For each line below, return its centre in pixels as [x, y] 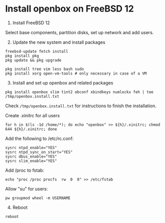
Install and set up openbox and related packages [63, 83]
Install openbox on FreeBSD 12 [70, 9]
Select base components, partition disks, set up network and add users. [79, 32]
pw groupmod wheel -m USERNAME [38, 198]
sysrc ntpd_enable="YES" [31, 147]
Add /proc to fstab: [25, 170]
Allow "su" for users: [27, 189]
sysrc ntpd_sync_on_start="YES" [39, 152]
